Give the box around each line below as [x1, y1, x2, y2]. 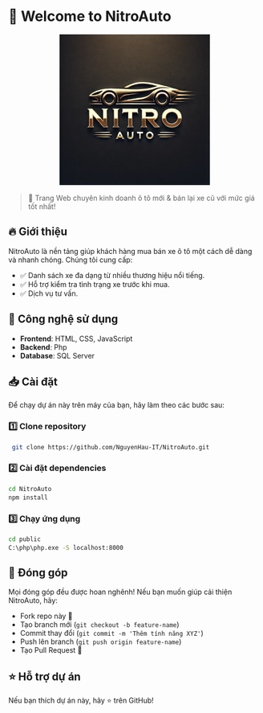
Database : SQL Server [19, 350, 95, 360]
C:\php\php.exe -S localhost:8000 [8, 543, 124, 551]
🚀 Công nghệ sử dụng [8, 313, 119, 326]
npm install [8, 494, 48, 502]
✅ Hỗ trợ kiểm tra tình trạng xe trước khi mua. [19, 279, 170, 289]
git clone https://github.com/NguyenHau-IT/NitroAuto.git [11, 443, 210, 451]
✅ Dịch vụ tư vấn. [19, 289, 79, 298]
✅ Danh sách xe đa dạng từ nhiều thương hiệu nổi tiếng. [19, 270, 205, 280]
